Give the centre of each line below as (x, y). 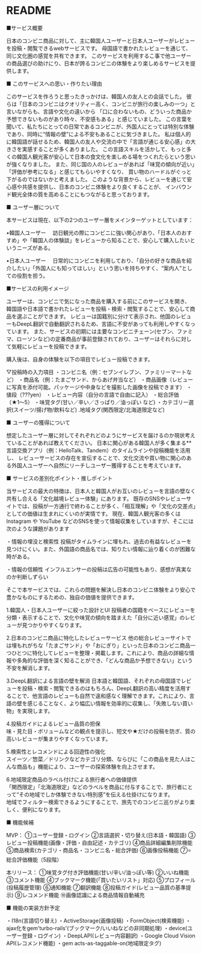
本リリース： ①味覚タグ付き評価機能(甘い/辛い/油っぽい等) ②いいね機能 (98, 872)
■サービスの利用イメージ (38, 288)
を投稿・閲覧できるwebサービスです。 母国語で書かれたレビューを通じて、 (99, 48)
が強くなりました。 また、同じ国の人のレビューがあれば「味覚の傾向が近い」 (100, 164)
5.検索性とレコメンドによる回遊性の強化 (56, 751)
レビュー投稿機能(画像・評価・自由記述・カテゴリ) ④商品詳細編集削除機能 (99, 842)
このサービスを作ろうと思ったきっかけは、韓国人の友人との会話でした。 (96, 96)
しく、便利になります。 (35, 809)
